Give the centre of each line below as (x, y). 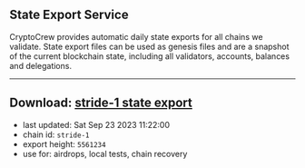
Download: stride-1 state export (101, 103)
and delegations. (41, 65)
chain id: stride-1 (56, 134)
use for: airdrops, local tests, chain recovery (105, 153)
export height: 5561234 (64, 143)
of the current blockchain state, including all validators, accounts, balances (150, 56)
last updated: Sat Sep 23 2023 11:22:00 (96, 124)
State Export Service (69, 15)
